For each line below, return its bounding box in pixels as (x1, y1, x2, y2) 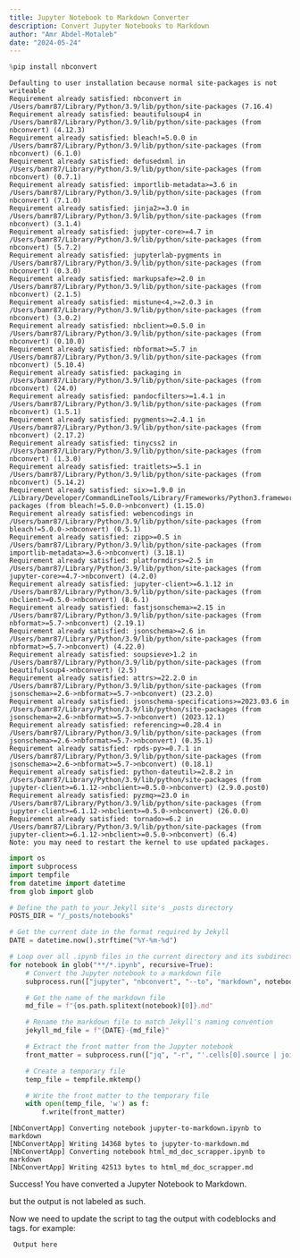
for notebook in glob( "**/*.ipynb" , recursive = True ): (9, 960, 214, 969)
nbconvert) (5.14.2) (9, 478, 87, 488)
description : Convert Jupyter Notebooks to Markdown (9, 21, 210, 30)
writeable (9, 87, 46, 96)
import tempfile (9, 870, 70, 880)
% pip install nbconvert (9, 63, 98, 72)
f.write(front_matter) (41, 1108, 126, 1117)
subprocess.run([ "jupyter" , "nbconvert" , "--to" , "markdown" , (25, 977, 262, 986)
